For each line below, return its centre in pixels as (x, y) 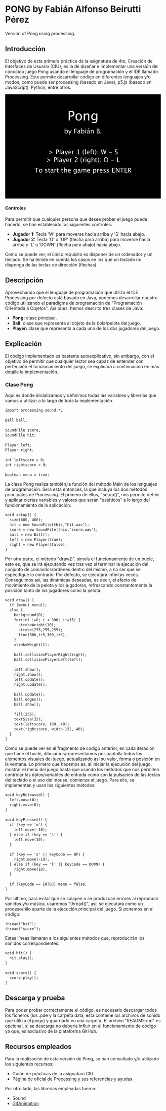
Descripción (24, 281)
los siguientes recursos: (29, 1064)
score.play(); (24, 978)
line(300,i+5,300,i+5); (43, 635)
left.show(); (27, 669)
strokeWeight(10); (37, 625)
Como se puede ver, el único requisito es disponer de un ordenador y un (79, 254)
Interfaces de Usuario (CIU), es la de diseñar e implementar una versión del (82, 66)
